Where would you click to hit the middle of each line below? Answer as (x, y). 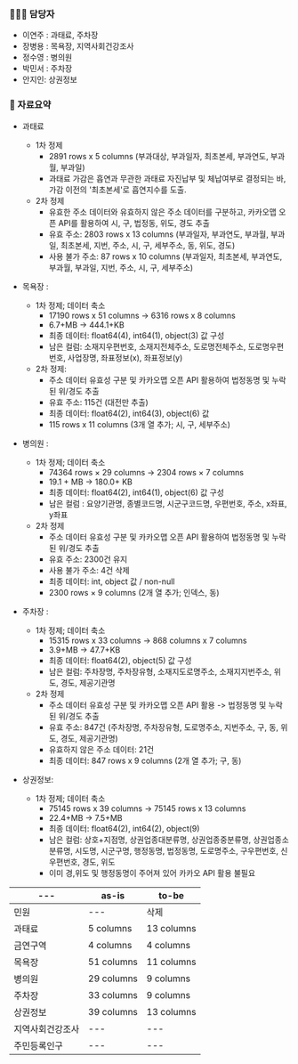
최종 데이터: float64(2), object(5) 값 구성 (120, 660)
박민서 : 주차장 (47, 69)
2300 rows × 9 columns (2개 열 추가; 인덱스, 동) (134, 592)
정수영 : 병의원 (47, 57)
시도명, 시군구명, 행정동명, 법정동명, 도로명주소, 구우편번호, (177, 850)
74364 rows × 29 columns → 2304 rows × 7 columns (146, 472)
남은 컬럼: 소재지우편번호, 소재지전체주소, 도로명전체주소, (147, 346)
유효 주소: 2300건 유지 (88, 559)
